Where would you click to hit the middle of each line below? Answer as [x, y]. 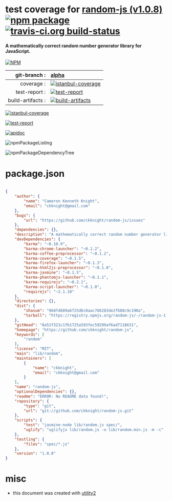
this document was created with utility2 [54, 493]
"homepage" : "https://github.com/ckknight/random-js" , [74, 330]
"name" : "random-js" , [37, 387]
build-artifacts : [27, 100]
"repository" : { [32, 401]
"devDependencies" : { [37, 239]
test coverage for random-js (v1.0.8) [84, 9]
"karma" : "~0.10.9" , [46, 244]
